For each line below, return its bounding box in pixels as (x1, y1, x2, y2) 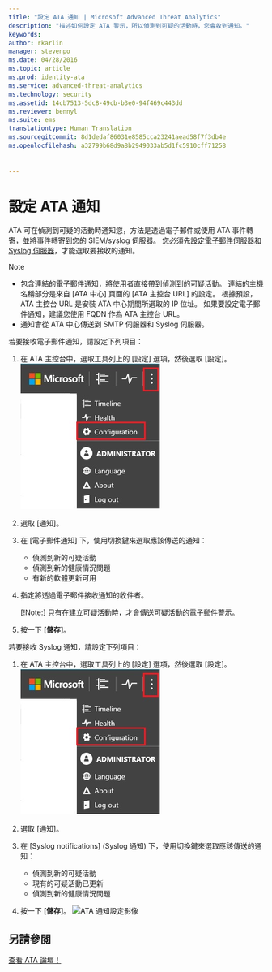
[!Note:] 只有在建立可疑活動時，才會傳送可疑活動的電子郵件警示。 (19, 607, 240, 617)
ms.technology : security (8, 90, 92, 98)
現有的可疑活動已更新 (32, 879, 104, 888)
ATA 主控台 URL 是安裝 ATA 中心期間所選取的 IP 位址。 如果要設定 (19, 299, 240, 309)
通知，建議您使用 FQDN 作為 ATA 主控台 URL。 (27, 309, 185, 319)
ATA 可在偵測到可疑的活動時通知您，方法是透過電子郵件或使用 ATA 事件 (8, 226, 247, 235)
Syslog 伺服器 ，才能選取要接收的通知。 (8, 246, 140, 256)
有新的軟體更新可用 (32, 573, 97, 583)
